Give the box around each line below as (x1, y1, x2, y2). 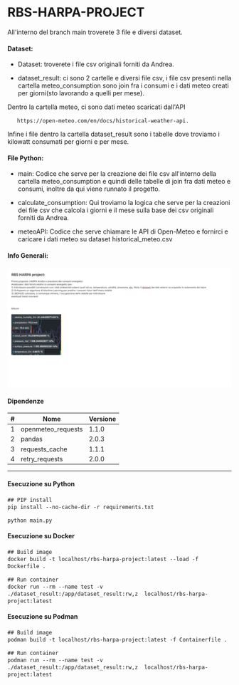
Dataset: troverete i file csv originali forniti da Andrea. (17, 60, 174, 68)
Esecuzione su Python (7, 480, 75, 488)
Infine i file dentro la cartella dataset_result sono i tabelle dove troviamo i (7, 130, 221, 139)
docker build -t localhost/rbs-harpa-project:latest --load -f (7, 555, 199, 563)
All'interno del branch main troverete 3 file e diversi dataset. (7, 28, 183, 36)
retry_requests (21, 454, 63, 463)
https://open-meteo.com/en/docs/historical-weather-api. (16, 117, 190, 125)
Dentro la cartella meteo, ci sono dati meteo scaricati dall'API (7, 103, 186, 111)
